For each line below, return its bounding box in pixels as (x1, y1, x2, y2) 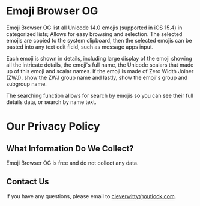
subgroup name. (6, 80, 47, 88)
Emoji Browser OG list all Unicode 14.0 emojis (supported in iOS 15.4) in (6, 24, 183, 31)
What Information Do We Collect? (6, 143, 134, 154)
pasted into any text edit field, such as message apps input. (6, 43, 154, 50)
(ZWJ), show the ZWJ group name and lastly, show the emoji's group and (6, 74, 188, 81)
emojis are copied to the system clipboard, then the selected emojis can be (6, 37, 192, 44)
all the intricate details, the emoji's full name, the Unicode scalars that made (6, 61, 194, 68)
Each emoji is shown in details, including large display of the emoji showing (6, 55, 192, 62)
